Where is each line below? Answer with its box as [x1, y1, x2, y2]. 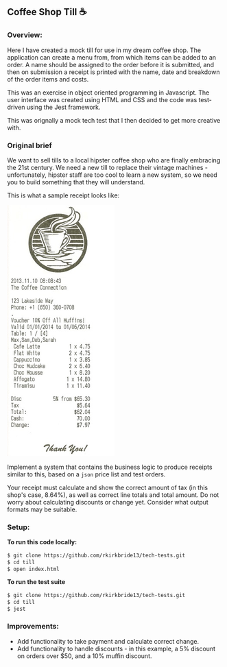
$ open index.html [7, 566, 60, 573]
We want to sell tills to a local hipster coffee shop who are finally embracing [7, 156, 221, 164]
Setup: [7, 522, 30, 532]
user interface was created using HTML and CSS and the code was [7, 95, 198, 104]
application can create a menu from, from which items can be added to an [7, 53, 217, 61]
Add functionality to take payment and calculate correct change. [16, 637, 200, 645]
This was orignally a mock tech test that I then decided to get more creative [7, 116, 221, 124]
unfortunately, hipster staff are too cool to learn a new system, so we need [7, 171, 217, 179]
